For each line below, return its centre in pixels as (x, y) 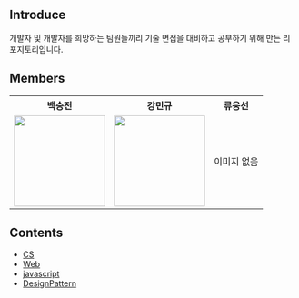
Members (37, 79)
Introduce (38, 15)
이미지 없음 (236, 161)
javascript (41, 274)
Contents (36, 233)
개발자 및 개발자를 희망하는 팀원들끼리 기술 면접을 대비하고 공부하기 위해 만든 (145, 38)
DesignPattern (50, 283)
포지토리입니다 (35, 49)
